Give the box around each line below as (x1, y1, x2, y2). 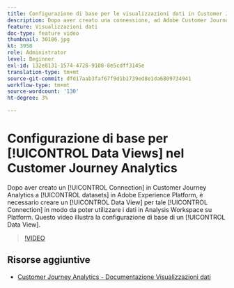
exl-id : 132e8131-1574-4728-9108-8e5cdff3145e (7, 62, 145, 69)
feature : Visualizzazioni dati (7, 23, 98, 30)
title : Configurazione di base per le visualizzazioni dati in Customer (7, 10, 223, 17)
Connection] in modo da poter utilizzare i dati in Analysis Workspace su (7, 205, 212, 213)
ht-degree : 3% (7, 95, 49, 102)
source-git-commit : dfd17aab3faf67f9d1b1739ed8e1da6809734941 (7, 75, 192, 82)
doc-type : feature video (7, 29, 79, 37)
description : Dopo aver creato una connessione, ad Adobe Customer (7, 17, 208, 24)
